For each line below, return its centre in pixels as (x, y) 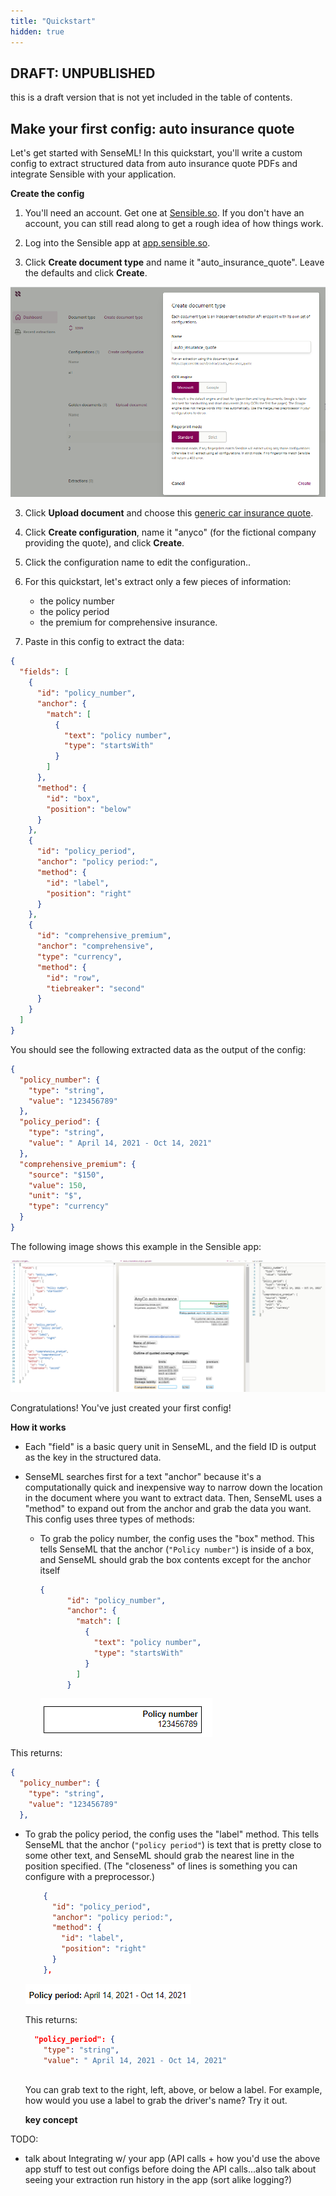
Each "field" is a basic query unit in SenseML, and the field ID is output (170, 1446)
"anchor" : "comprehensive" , (95, 946)
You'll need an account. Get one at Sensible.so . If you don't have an (164, 213)
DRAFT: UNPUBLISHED (83, 73)
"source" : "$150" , (66, 1175)
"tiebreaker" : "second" (95, 988)
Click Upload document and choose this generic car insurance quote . (169, 513)
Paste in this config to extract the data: (104, 642)
